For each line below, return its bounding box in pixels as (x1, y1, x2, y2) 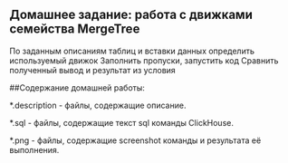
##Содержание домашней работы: (9, 81, 145, 93)
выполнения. (9, 144, 60, 155)
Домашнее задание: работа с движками (9, 7, 254, 23)
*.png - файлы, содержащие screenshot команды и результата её (9, 135, 262, 146)
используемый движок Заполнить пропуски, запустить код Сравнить (9, 54, 279, 66)
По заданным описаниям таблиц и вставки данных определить (9, 45, 255, 56)
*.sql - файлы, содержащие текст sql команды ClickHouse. (9, 117, 234, 128)
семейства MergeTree (9, 22, 140, 37)
